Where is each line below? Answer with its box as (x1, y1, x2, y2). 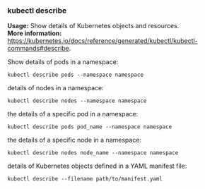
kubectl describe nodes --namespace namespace (7, 97, 147, 104)
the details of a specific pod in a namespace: (7, 110, 139, 118)
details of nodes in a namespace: (7, 84, 104, 92)
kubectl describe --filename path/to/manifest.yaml (7, 176, 163, 183)
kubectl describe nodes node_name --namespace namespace (7, 150, 179, 157)
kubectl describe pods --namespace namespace (7, 71, 143, 79)
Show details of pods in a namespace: (7, 58, 119, 66)
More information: (7, 29, 62, 37)
